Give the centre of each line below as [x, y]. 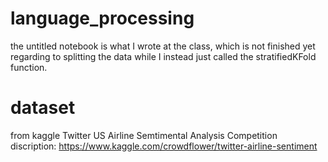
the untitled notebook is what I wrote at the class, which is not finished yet [163, 46]
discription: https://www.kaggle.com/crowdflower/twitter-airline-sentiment [164, 146]
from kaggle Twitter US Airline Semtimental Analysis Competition [144, 135]
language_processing [102, 18]
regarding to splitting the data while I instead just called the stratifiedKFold [163, 56]
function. [29, 67]
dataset [43, 108]
